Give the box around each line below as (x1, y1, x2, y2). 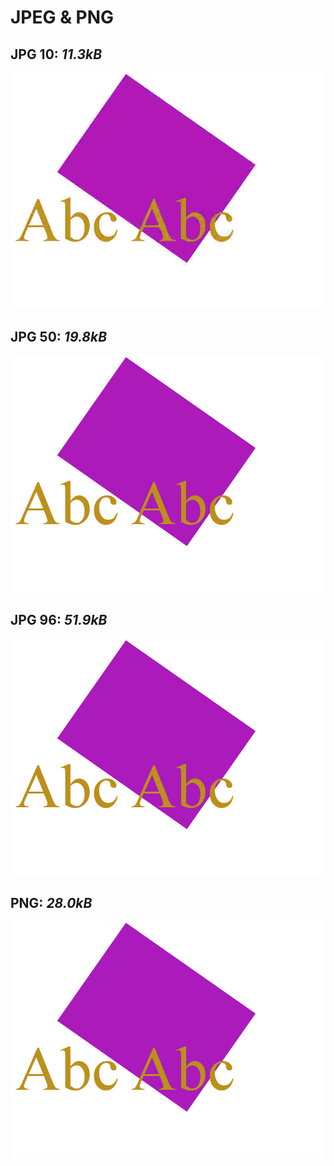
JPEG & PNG (10, 6, 115, 29)
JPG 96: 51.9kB (10, 612, 108, 629)
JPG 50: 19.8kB (10, 329, 108, 346)
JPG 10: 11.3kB (10, 46, 103, 63)
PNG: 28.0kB (10, 895, 93, 912)
